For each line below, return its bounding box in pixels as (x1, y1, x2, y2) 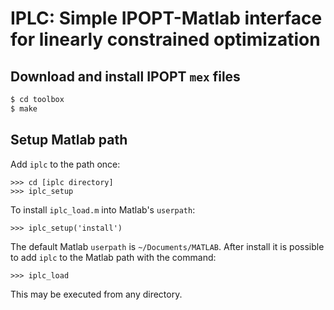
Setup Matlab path (10, 132, 128, 149)
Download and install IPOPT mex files (10, 68, 241, 85)
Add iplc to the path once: (10, 158, 121, 170)
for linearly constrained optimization (10, 28, 321, 51)
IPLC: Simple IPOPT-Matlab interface (10, 7, 323, 30)
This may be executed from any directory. (10, 288, 183, 300)
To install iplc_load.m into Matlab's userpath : (10, 203, 196, 216)
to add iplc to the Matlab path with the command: (10, 251, 217, 263)
